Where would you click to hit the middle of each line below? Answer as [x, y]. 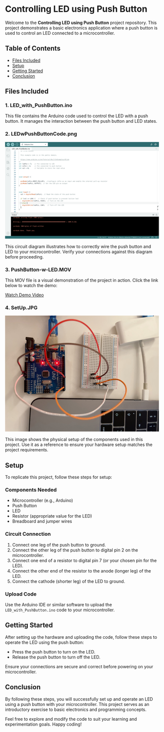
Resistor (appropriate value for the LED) [52, 516]
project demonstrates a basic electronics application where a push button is [81, 27]
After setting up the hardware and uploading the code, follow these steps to [81, 637]
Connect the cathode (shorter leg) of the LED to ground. [69, 581]
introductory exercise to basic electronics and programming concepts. [76, 709]
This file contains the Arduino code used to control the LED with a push [77, 116]
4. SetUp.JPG [21, 308]
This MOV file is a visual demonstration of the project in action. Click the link [82, 280]
